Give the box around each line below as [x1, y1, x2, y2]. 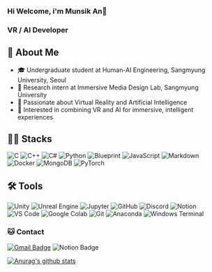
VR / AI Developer [7, 24, 68, 34]
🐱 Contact [7, 227, 45, 237]
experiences [17, 113, 54, 121]
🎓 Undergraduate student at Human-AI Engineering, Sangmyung [17, 66, 206, 74]
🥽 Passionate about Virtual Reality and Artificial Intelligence [17, 98, 188, 106]
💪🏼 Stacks [7, 133, 52, 145]
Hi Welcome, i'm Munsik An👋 [7, 6, 107, 16]
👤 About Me [7, 47, 59, 59]
